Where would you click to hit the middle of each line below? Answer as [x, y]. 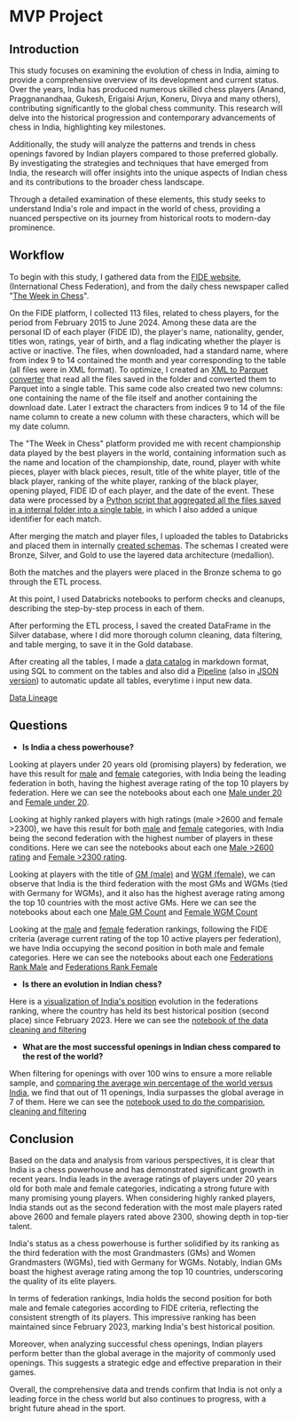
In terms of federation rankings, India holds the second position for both [141, 1299]
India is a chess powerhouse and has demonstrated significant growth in [142, 1170]
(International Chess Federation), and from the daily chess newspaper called [149, 286]
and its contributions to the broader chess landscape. [107, 182]
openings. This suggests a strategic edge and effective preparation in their [145, 1363]
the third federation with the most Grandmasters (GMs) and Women [132, 1253]
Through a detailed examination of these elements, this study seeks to [137, 199]
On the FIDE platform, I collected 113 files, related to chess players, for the [144, 313]
